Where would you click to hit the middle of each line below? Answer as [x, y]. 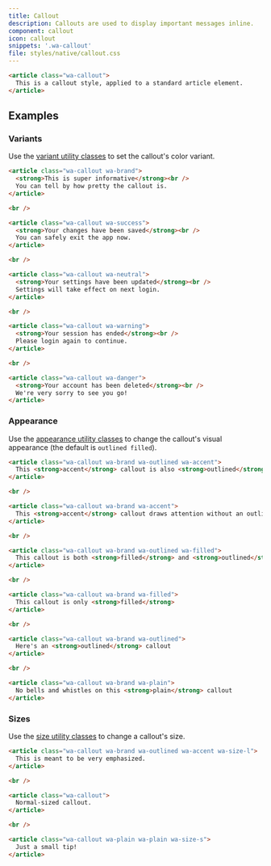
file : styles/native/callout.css [65, 53]
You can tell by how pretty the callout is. [92, 187]
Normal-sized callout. [54, 803]
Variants [25, 138]
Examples [33, 116]
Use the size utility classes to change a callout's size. [97, 737]
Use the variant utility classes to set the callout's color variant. [112, 156]
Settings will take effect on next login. [88, 289]
